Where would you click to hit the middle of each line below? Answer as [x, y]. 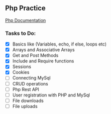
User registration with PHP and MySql [51, 95]
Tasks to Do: [20, 33]
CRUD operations [30, 83]
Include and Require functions [43, 61]
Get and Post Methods [35, 55]
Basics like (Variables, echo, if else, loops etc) [59, 44]
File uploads [25, 106]
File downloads [28, 100]
